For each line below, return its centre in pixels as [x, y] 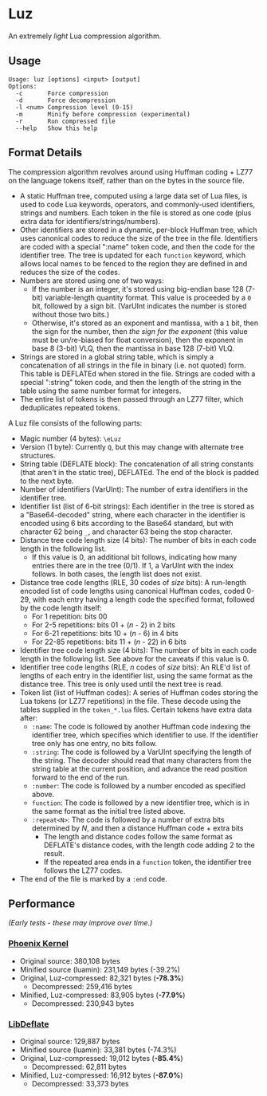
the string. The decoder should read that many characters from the [142, 760]
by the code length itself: [61, 607]
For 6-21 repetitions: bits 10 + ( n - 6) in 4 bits [105, 633]
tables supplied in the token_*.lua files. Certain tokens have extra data [136, 709]
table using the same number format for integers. [100, 391]
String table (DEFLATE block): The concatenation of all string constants [137, 464]
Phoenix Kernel [39, 944]
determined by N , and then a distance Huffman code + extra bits [137, 828]
